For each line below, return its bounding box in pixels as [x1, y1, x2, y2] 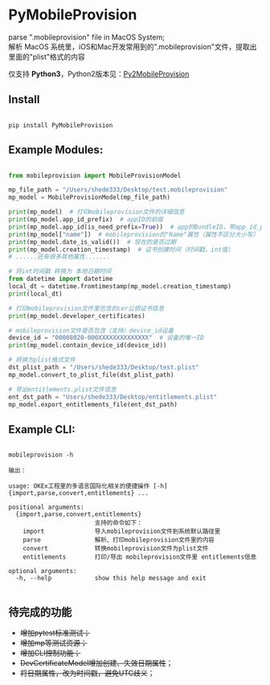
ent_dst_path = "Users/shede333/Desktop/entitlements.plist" [8, 393, 218, 401]
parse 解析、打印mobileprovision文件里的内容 [22, 536, 215, 544]
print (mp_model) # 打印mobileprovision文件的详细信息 [8, 208, 185, 217]
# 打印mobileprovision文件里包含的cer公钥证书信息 [8, 304, 165, 312]
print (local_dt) [8, 290, 63, 298]
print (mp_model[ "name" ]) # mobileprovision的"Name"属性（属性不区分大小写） [8, 230, 260, 238]
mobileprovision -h [8, 451, 74, 460]
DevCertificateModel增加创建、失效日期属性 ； [19, 658, 174, 668]
